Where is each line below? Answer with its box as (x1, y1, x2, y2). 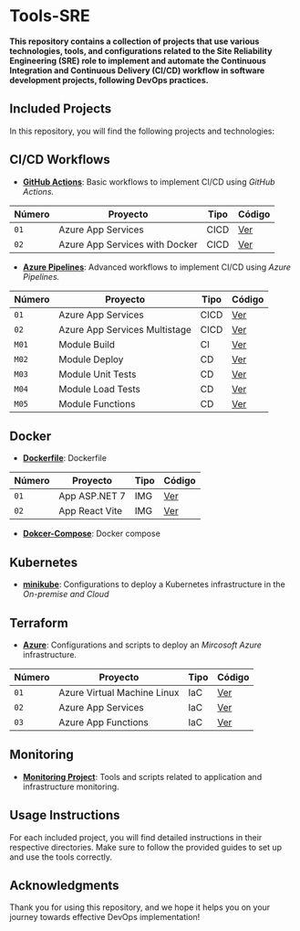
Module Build (58, 337, 116, 350)
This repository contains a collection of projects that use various (9, 36, 260, 47)
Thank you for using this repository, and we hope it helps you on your (9, 902, 271, 913)
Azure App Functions (58, 716, 149, 728)
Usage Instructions (9, 808, 120, 823)
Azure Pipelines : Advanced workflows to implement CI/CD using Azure (22, 262, 292, 273)
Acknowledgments (9, 878, 120, 894)
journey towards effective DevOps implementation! (9, 912, 201, 923)
